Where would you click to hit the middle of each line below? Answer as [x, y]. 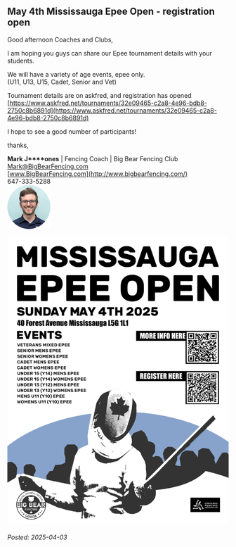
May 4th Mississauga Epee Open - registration [111, 12]
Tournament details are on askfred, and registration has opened [99, 95]
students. [21, 61]
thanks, [18, 145]
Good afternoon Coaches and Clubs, [60, 39]
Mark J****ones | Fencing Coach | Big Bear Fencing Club [93, 158]
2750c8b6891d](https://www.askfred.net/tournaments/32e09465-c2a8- [112, 110]
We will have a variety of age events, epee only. [76, 74]
